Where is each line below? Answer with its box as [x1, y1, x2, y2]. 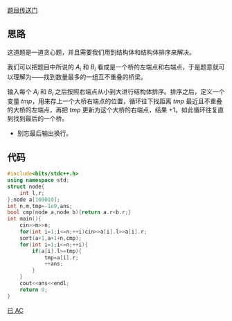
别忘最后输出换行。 [17, 129, 73, 137]
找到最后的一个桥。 [12, 114, 68, 123]
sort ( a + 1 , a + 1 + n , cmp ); [19, 234, 82, 241]
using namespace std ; [7, 177, 70, 184]
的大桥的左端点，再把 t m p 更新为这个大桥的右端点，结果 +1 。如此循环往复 [7, 106, 218, 114]
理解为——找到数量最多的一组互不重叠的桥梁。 [12, 72, 147, 81]
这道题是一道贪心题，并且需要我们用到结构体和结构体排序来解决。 [7, 48, 195, 56]
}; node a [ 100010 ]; [7, 196, 60, 203]
